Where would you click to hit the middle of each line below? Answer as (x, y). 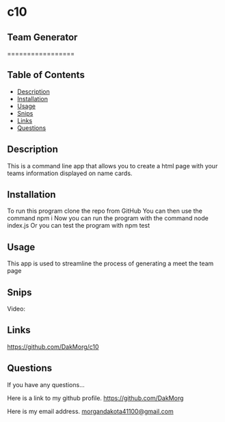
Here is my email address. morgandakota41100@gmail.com (90, 411)
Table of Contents (46, 75)
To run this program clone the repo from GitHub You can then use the (105, 211)
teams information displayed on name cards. (70, 173)
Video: (16, 309)
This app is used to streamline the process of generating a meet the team (110, 263)
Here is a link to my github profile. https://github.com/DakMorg (95, 398)
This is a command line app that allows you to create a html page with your (112, 166)
